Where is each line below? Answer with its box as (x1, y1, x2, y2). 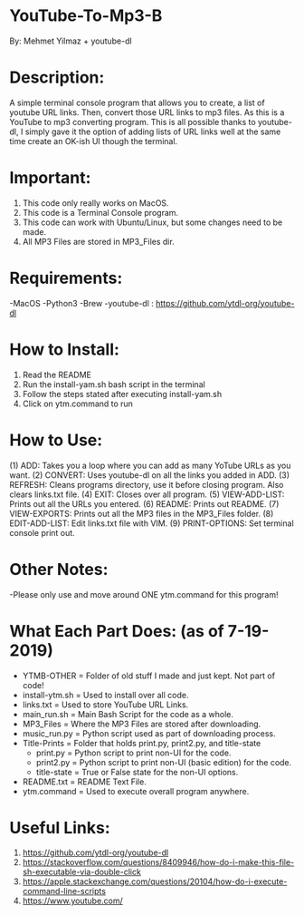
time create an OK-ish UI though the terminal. (9, 135, 178, 146)
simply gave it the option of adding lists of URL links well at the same (24, 126, 281, 137)
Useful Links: (9, 817, 110, 838)
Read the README (22, 369, 92, 380)
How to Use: (9, 430, 103, 450)
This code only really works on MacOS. (22, 197, 169, 209)
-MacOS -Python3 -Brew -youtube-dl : (9, 297, 154, 308)
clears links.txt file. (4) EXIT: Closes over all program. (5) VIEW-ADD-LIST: (9, 489, 285, 500)
